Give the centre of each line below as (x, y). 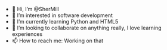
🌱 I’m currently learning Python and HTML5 (65, 21)
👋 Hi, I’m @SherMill (35, 9)
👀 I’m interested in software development (62, 15)
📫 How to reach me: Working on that (58, 41)
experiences (27, 34)
